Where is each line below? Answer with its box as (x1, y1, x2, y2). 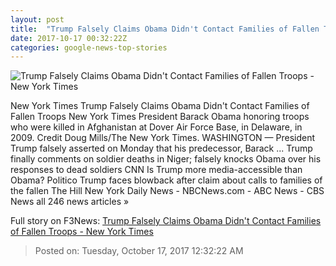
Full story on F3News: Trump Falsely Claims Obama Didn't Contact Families (10, 215, 322, 227)
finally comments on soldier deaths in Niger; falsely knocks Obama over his (10, 153, 322, 165)
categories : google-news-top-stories (10, 42, 168, 53)
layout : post (10, 14, 65, 25)
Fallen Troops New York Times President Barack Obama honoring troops (10, 111, 310, 123)
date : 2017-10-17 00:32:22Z (10, 33, 128, 43)
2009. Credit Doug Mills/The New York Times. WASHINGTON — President (10, 132, 316, 144)
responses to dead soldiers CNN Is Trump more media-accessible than (10, 164, 303, 176)
